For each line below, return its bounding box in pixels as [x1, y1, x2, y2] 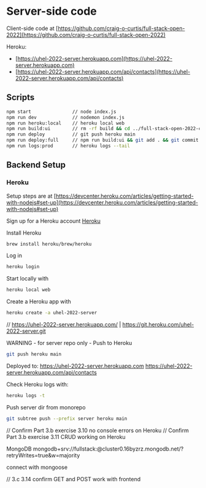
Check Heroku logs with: [6, 381, 69, 388]
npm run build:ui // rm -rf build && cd [6, 126, 131, 132]
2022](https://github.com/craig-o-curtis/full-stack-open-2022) [6, 31, 166, 38]
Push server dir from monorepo [6, 403, 86, 411]
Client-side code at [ [6, 25, 58, 32]
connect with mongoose [6, 463, 68, 471]
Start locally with [6, 275, 49, 282]
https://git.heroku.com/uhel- [122, 321, 194, 328]
